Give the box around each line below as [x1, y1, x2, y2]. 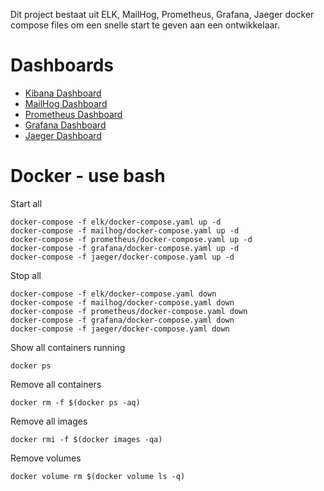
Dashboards [10, 54, 114, 77]
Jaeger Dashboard [24, 129, 102, 141]
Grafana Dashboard [24, 119, 107, 131]
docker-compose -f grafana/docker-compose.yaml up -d [10, 243, 240, 253]
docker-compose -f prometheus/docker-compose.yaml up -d [10, 234, 253, 244]
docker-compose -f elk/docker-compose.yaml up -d [10, 217, 222, 227]
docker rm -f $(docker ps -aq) [10, 397, 141, 408]
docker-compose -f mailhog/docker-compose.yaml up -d [10, 225, 240, 236]
